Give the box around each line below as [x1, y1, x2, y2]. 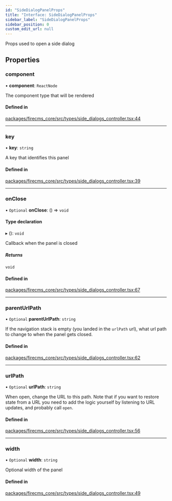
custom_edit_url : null [5, 27, 54, 32]
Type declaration [5, 219, 42, 225]
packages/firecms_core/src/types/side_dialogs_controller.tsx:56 [5, 428, 141, 434]
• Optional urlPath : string [5, 384, 61, 390]
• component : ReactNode [5, 82, 58, 89]
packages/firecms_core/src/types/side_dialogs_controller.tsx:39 [5, 178, 141, 184]
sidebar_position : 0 [5, 22, 50, 27]
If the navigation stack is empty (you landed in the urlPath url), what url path [5, 326, 167, 332]
